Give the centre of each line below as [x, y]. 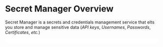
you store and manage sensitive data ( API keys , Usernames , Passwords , [78, 27]
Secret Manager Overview [59, 9]
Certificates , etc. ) [23, 32]
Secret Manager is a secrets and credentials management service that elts [80, 22]
